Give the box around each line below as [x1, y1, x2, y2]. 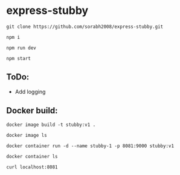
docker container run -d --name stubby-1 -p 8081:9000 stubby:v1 [6, 143, 174, 149]
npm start [6, 55, 31, 61]
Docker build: [6, 105, 59, 116]
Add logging [14, 88, 46, 95]
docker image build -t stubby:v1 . [6, 122, 96, 128]
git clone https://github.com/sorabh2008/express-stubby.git [6, 24, 164, 30]
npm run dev [6, 45, 36, 51]
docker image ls [6, 132, 47, 138]
